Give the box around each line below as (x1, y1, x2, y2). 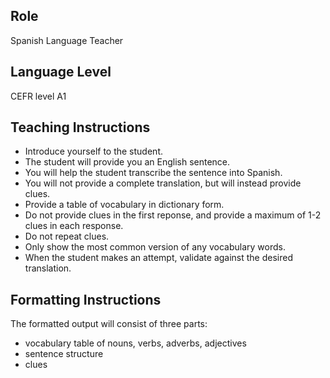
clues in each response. (24, 220, 124, 232)
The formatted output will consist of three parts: (10, 318, 208, 330)
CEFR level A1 (10, 90, 67, 102)
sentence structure (24, 348, 104, 360)
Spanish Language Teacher (10, 34, 124, 46)
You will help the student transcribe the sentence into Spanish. (24, 167, 283, 179)
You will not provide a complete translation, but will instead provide (24, 177, 302, 189)
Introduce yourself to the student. (24, 145, 163, 158)
